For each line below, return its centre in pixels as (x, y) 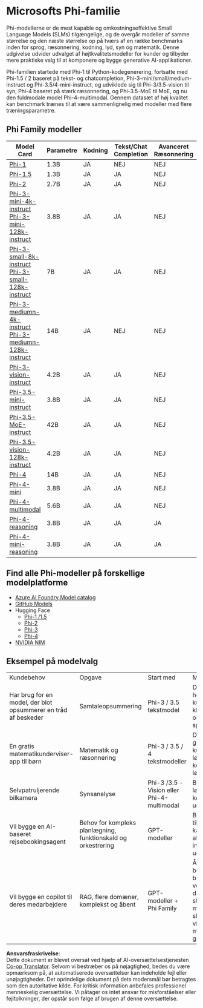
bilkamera (23, 798)
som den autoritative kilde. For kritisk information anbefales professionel (96, 986)
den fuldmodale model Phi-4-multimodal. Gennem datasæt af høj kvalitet (97, 97)
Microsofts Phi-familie (63, 11)
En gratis (22, 746)
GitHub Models (34, 604)
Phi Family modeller (44, 129)
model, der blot (31, 702)
